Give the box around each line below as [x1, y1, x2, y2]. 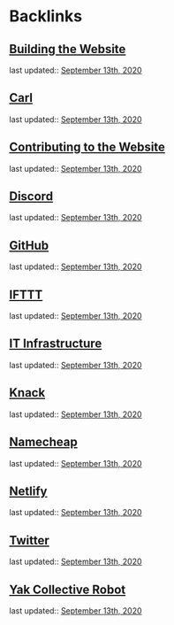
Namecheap [9, 435, 78, 450]
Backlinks [9, 6, 83, 27]
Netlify [9, 483, 48, 498]
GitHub [9, 237, 49, 253]
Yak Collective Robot [9, 582, 126, 597]
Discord [9, 189, 54, 204]
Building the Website [9, 42, 126, 57]
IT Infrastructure [9, 336, 102, 351]
